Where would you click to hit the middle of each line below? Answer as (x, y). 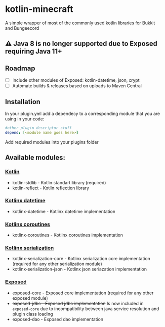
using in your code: (25, 119)
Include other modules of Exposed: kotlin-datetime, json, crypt (76, 80)
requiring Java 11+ (34, 51)
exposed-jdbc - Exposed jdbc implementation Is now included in (78, 303)
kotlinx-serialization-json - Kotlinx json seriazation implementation (80, 269)
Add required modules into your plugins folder (52, 142)
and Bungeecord (22, 28)
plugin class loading (33, 314)
